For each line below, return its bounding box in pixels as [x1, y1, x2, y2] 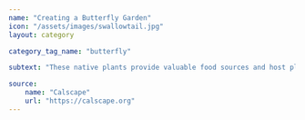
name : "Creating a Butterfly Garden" [8, 13, 152, 23]
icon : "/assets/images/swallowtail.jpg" [8, 22, 165, 31]
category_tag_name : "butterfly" [8, 46, 131, 55]
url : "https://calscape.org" [25, 96, 136, 105]
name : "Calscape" [25, 88, 91, 97]
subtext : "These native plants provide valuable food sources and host [8, 63, 286, 73]
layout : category [8, 30, 75, 39]
